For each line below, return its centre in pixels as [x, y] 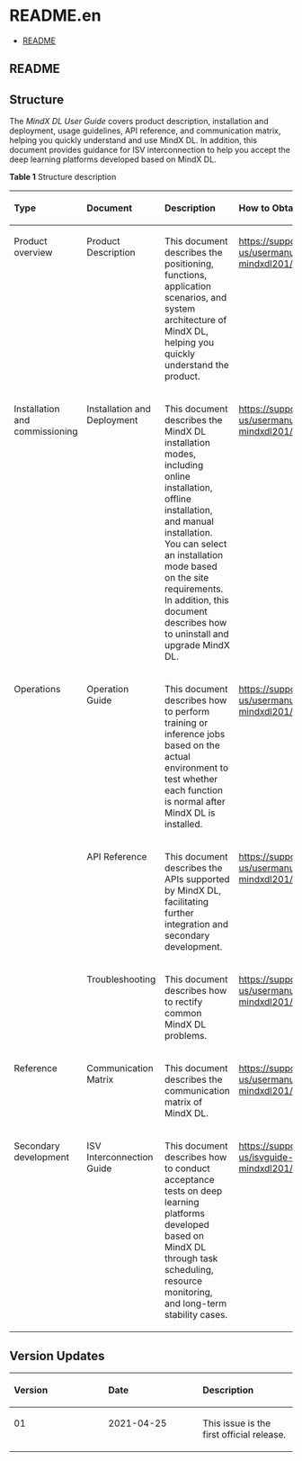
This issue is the [237, 1423]
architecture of [196, 320]
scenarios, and [196, 298]
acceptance [190, 1180]
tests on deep [194, 1191]
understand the [197, 365]
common [183, 1014]
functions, [186, 275]
